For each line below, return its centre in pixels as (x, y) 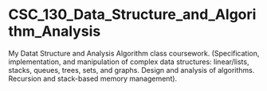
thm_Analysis (55, 31)
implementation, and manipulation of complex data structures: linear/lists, (129, 62)
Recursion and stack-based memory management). (93, 78)
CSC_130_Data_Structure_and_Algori (132, 15)
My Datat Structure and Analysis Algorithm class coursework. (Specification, (134, 53)
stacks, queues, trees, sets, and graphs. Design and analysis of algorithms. (132, 70)
